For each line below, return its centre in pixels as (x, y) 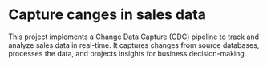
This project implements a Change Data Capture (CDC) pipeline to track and (133, 37)
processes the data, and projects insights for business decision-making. (127, 53)
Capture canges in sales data (107, 15)
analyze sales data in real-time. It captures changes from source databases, (134, 45)
